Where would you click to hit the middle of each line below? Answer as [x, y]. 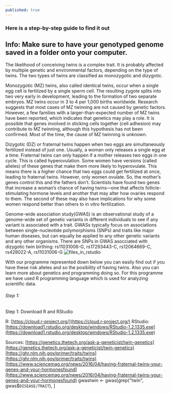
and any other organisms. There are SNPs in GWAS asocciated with [77, 242]
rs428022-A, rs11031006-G [34, 252]
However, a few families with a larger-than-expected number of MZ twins [82, 113]
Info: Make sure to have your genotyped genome [84, 44]
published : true [23, 10]
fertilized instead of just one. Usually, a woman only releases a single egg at [85, 150]
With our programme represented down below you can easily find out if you [85, 262]
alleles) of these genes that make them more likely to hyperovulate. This [81, 166]
